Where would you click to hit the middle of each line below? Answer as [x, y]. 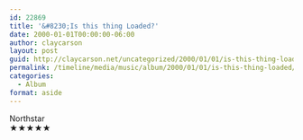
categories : [32, 76]
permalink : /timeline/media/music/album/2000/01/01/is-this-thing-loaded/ [153, 68]
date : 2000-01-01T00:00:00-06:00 [72, 34]
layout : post [34, 51]
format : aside [36, 92]
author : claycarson [46, 43]
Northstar [27, 118]
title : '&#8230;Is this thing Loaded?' [84, 26]
